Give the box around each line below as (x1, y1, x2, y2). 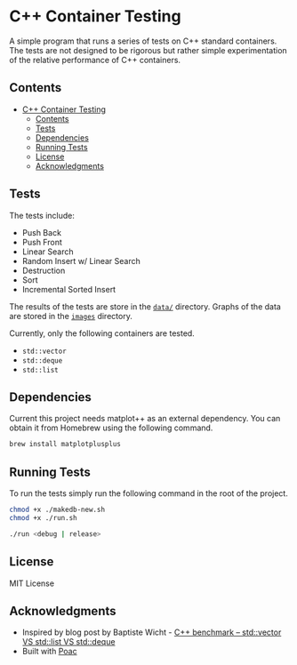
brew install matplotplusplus (9, 440, 122, 449)
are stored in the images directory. (9, 310, 133, 321)
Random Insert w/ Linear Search (21, 255, 140, 266)
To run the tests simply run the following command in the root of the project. (9, 488, 289, 499)
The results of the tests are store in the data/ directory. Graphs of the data (9, 300, 282, 312)
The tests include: (9, 210, 76, 220)
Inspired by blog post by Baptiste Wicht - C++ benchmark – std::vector (21, 627, 282, 637)
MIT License (9, 578, 55, 589)
